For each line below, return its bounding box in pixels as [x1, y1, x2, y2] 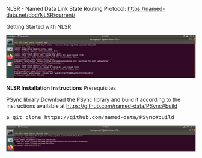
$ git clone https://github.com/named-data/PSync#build [6, 114, 174, 121]
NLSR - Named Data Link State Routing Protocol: [6, 5, 127, 12]
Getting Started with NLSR [6, 23, 72, 30]
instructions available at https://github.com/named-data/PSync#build [6, 102, 178, 110]
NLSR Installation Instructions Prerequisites [6, 84, 116, 92]
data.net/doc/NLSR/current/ [6, 11, 76, 19]
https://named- [127, 5, 165, 12]
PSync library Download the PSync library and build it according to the [6, 96, 181, 104]
